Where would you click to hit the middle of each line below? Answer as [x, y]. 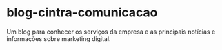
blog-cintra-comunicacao [82, 13]
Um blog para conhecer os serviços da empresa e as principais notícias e [111, 32]
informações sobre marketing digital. [59, 38]
